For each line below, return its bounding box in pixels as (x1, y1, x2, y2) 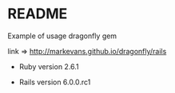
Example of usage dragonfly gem (7, 31, 117, 41)
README (7, 5, 68, 23)
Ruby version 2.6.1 (18, 61, 79, 72)
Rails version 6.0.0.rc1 (18, 77, 91, 87)
